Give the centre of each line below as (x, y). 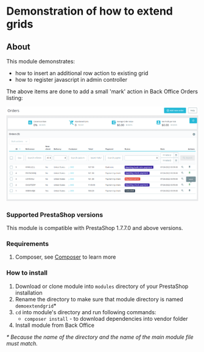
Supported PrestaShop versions (55, 215)
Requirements (28, 244)
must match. (22, 343)
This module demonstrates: (40, 61)
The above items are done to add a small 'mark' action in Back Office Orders (102, 92)
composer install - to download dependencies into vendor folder (106, 318)
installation (29, 293)
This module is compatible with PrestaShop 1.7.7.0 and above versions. (95, 228)
